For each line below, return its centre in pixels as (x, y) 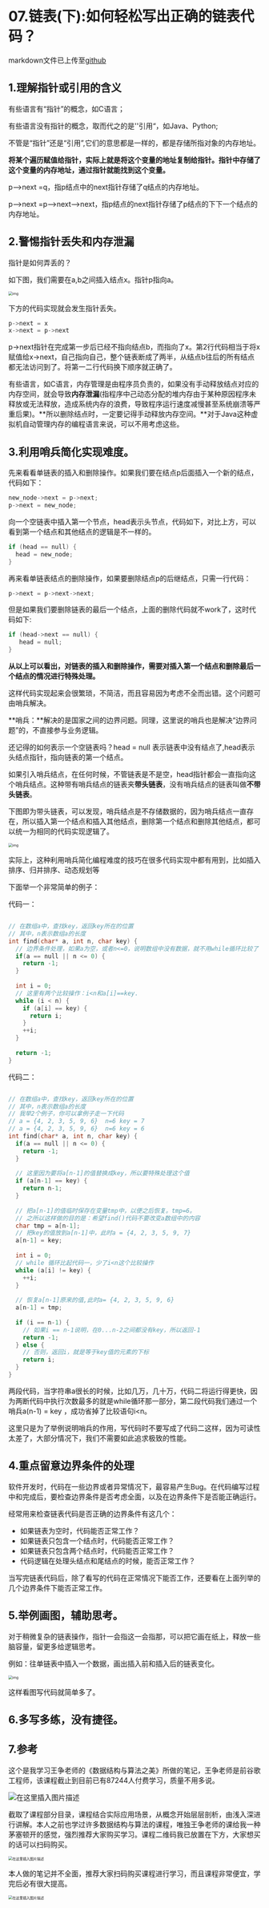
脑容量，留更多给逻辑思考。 (54, 1646)
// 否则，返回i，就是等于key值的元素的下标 (86, 1352)
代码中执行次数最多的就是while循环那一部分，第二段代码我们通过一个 (143, 1401)
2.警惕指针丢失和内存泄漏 (71, 242)
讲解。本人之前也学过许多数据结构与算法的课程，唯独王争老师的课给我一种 (138, 1824)
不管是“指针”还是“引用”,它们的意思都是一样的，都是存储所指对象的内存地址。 (134, 143)
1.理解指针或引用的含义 (65, 88)
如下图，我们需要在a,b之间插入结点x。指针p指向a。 (93, 279)
